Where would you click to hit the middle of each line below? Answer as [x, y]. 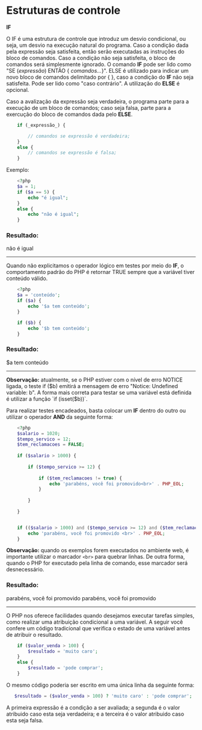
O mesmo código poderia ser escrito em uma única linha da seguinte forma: [100, 685]
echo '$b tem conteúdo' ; [59, 328]
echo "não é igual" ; [54, 214]
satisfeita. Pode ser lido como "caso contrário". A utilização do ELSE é [93, 83]
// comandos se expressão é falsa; [72, 153]
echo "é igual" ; [48, 198]
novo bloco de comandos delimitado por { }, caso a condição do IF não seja [100, 77]
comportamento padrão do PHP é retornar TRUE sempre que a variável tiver [101, 272]
